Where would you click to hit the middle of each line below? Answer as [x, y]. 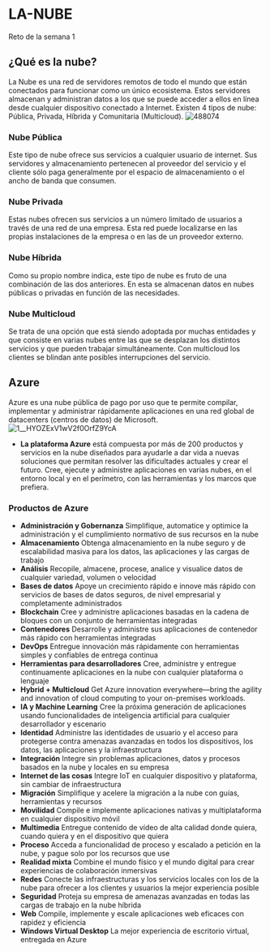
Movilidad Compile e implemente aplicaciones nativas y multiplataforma [141, 810]
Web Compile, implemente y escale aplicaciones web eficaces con [132, 914]
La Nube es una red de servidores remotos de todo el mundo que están [128, 81]
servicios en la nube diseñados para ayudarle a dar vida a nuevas [130, 452]
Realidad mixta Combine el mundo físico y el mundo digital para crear [137, 862]
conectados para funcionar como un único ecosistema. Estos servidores [130, 90]
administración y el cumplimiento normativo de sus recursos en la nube [139, 534]
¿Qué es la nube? [53, 62]
